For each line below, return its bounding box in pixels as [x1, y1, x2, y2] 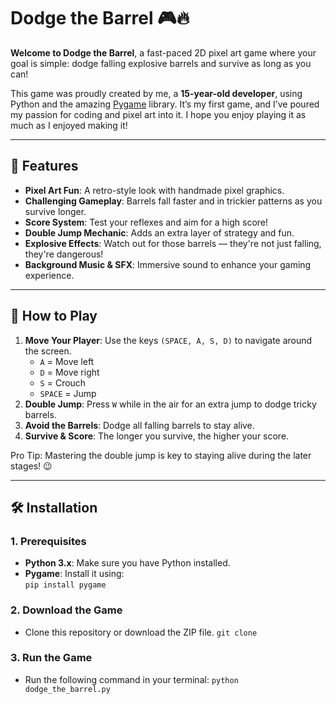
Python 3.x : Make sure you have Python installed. [24, 557, 231, 569]
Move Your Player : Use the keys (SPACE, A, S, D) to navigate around [24, 334, 313, 346]
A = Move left [39, 355, 95, 367]
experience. [24, 269, 75, 281]
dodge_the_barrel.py [24, 684, 111, 694]
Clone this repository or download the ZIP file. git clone [24, 626, 258, 638]
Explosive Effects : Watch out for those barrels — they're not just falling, [24, 237, 322, 249]
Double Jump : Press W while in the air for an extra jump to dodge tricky [24, 398, 317, 410]
